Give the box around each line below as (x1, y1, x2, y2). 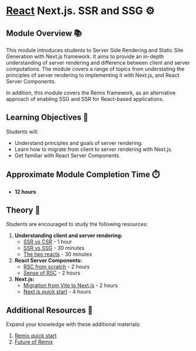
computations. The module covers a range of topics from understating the (6, 66, 185, 72)
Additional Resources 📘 (6, 305, 93, 315)
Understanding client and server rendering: (14, 232, 123, 239)
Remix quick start (14, 332, 57, 339)
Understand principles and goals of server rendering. (14, 139, 143, 146)
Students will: (6, 128, 39, 135)
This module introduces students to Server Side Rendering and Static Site (6, 47, 184, 53)
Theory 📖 (6, 205, 40, 215)
